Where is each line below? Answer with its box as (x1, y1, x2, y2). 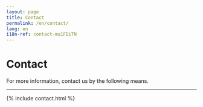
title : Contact (6, 15, 45, 21)
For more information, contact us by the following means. (6, 77, 149, 85)
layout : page (6, 8, 39, 15)
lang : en (6, 25, 28, 32)
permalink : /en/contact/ (6, 20, 69, 26)
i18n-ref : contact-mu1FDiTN (6, 31, 77, 37)
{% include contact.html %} (6, 95, 76, 102)
